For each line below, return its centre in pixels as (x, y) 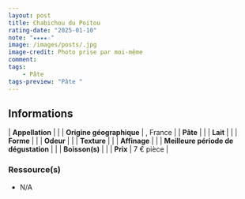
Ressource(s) (34, 170)
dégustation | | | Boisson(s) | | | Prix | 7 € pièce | (88, 149)
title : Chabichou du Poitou (55, 23)
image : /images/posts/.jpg (53, 45)
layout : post (30, 15)
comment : (23, 60)
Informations (41, 113)
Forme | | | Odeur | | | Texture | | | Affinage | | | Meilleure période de (121, 141)
